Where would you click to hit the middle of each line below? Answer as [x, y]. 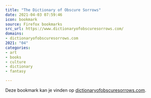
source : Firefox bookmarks [34, 24]
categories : [18, 48]
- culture [16, 62]
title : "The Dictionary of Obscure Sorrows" [53, 10]
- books [13, 57]
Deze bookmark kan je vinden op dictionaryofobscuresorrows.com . [76, 90]
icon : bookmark [21, 19]
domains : [14, 34]
